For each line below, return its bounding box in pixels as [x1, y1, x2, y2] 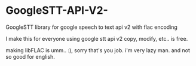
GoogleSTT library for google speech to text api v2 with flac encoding [5, 23, 177, 31]
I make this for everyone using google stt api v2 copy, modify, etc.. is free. [5, 35, 188, 42]
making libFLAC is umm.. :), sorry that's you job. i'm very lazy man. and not [5, 46, 191, 54]
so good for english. [5, 53, 55, 60]
